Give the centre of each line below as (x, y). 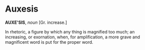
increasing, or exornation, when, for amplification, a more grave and (72, 37)
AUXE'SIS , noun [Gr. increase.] (36, 22)
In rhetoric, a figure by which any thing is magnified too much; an (70, 32)
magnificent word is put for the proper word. (49, 42)
